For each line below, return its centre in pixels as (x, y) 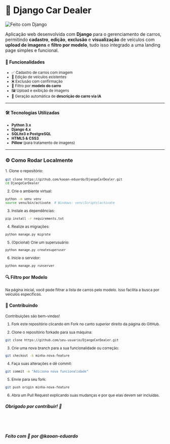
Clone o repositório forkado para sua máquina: (52, 333)
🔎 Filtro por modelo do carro (36, 86)
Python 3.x (21, 125)
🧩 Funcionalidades (25, 62)
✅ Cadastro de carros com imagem (42, 73)
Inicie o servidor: (26, 258)
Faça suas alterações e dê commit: (42, 364)
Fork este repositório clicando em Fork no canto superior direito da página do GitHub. (86, 324)
